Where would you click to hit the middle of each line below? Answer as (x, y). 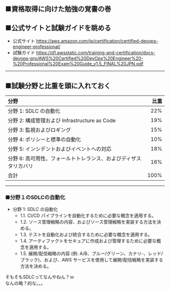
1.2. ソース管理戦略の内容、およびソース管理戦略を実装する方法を (88, 222)
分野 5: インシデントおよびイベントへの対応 (60, 149)
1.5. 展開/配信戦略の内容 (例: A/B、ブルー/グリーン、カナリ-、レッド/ (92, 254)
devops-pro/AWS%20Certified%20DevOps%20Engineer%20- (78, 58)
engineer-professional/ (36, 47)
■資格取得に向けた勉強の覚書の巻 (58, 9)
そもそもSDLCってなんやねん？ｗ (40, 277)
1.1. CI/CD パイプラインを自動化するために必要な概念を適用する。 (88, 216)
